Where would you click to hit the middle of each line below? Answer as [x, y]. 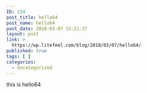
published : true [27, 51]
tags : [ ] [19, 56]
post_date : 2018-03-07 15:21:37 [47, 28]
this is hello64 [23, 85]
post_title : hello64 [32, 17]
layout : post [23, 34]
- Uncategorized [32, 67]
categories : [21, 62]
